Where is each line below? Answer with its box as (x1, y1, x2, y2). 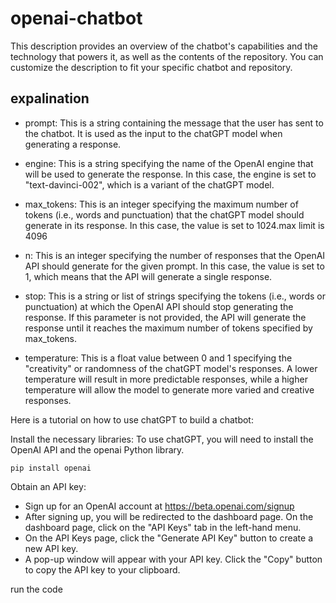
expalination (10, 90, 90, 107)
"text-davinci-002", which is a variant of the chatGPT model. (24, 178, 275, 191)
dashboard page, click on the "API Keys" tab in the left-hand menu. (24, 521, 302, 533)
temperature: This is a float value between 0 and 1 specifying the (24, 352, 293, 364)
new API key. (24, 542, 79, 554)
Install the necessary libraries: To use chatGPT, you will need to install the (10, 433, 314, 445)
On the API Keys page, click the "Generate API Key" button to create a (24, 532, 314, 544)
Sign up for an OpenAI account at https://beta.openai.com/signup (24, 500, 295, 512)
